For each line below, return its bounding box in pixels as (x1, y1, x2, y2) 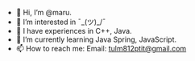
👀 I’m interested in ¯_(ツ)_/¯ (15, 17, 106, 26)
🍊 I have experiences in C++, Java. (15, 26, 132, 35)
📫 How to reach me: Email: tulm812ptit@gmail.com (15, 44, 187, 53)
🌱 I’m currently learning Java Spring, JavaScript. (15, 35, 177, 44)
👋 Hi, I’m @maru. (15, 8, 73, 17)
